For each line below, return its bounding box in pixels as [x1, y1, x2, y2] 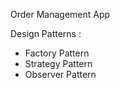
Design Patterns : [10, 28, 82, 39]
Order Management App [10, 9, 111, 20]
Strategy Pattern [24, 58, 93, 69]
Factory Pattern [24, 47, 90, 59]
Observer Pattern [24, 69, 97, 80]
